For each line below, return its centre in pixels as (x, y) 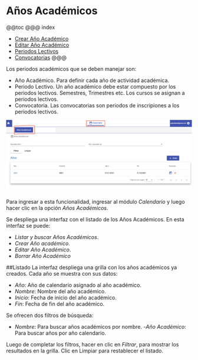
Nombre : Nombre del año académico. (60, 292)
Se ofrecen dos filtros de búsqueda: (50, 315)
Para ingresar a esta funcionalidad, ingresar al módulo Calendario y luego (95, 202)
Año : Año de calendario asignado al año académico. (78, 285)
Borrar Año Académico (42, 256)
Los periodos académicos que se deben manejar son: (71, 68)
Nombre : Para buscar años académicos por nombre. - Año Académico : (100, 327)
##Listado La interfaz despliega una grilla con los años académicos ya (92, 267)
